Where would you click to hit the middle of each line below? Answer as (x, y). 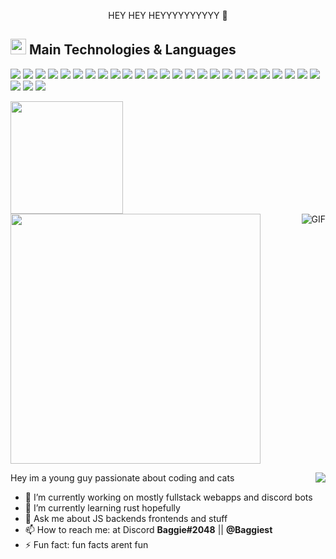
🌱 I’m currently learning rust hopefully (102, 507)
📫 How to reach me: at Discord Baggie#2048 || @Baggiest (148, 529)
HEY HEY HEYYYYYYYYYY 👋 (168, 15)
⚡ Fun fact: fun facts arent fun (86, 544)
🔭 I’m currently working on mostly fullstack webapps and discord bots (168, 497)
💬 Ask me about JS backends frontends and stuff (126, 518)
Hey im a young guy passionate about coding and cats (122, 477)
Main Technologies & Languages (132, 50)
